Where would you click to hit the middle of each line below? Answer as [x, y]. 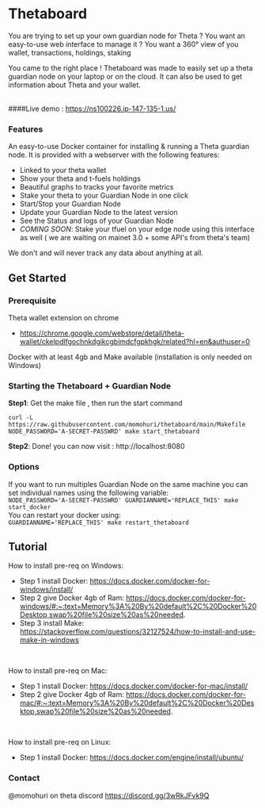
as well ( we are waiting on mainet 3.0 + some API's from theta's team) [135, 238]
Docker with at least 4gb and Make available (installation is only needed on [130, 357]
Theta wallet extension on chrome [64, 317]
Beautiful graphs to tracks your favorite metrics [97, 187]
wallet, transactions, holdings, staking [70, 52]
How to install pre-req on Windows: [66, 566]
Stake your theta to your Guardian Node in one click [104, 196]
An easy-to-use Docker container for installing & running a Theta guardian [129, 147]
